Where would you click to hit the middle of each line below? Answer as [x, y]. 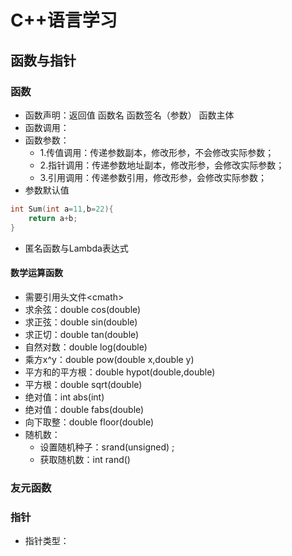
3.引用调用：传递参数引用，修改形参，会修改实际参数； [153, 177]
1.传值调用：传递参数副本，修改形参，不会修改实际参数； [157, 152]
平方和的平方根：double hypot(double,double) [120, 372]
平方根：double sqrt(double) [83, 384]
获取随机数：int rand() [85, 459]
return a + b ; [53, 218]
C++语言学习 [64, 20]
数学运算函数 [36, 273]
